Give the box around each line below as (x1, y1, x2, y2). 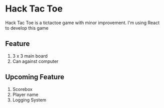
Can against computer (12, 58, 59, 64)
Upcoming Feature (5, 73, 64, 81)
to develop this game (5, 25, 49, 31)
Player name (12, 91, 39, 97)
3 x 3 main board (12, 53, 48, 59)
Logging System (12, 96, 47, 103)
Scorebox (12, 86, 33, 92)
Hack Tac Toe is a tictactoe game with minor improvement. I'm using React (5, 20, 159, 26)
